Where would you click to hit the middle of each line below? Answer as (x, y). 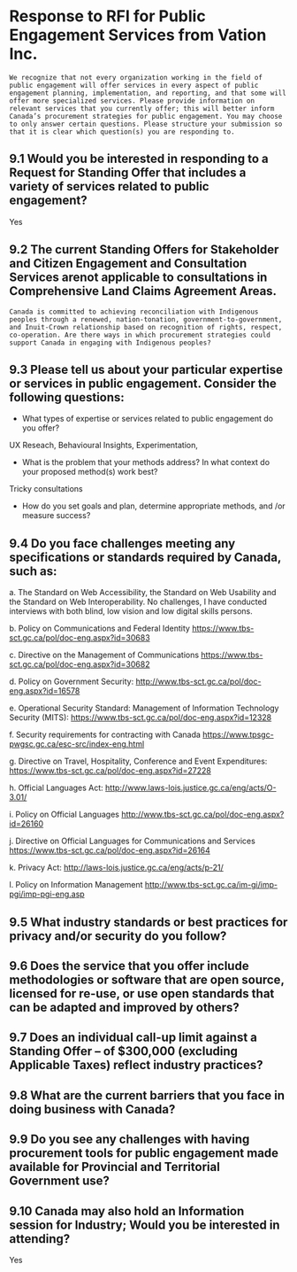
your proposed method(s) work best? (90, 472)
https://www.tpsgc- (238, 735)
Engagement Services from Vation (138, 35)
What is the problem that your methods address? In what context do (146, 462)
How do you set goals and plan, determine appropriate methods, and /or (153, 506)
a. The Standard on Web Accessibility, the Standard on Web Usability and (143, 593)
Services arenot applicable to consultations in (138, 278)
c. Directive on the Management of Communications (104, 655)
